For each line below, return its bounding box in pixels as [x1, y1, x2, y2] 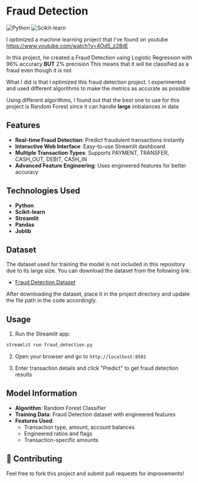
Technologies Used [6, 185, 80, 196]
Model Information [6, 388, 78, 399]
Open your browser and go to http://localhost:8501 [14, 353, 146, 360]
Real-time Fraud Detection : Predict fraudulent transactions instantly [14, 136, 185, 143]
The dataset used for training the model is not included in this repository [6, 261, 185, 268]
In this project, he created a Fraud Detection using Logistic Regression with [6, 54, 193, 61]
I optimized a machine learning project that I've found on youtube [6, 36, 169, 43]
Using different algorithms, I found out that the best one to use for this [6, 96, 180, 104]
